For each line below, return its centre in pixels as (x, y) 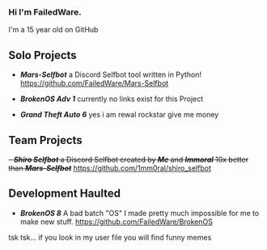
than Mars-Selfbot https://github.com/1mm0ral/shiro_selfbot (110, 167)
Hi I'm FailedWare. (45, 12)
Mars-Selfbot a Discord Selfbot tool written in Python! (111, 74)
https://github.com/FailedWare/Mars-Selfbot (94, 83)
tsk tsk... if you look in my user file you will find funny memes (110, 237)
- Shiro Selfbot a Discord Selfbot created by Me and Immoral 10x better (129, 159)
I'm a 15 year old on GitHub (53, 30)
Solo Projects (42, 55)
